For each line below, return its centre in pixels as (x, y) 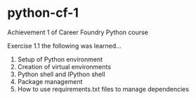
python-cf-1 (43, 13)
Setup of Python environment (60, 59)
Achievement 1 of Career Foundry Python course (78, 32)
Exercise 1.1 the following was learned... (64, 45)
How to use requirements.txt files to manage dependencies (103, 89)
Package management (50, 81)
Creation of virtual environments (64, 66)
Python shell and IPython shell (61, 74)
